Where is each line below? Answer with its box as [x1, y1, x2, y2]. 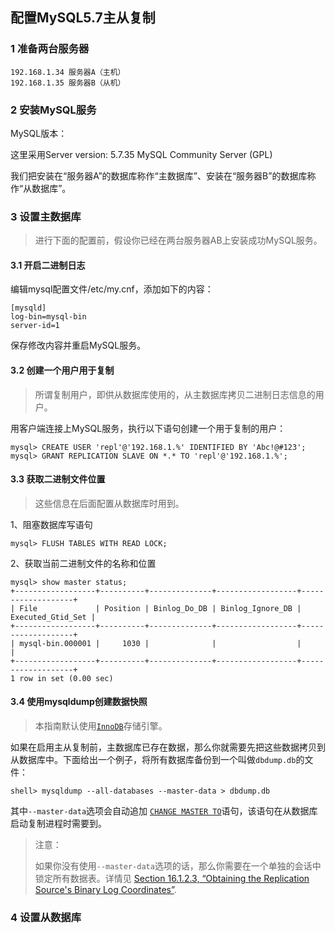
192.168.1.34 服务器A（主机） [10, 67, 126, 77]
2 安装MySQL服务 [10, 103, 97, 117]
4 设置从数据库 [10, 911, 82, 925]
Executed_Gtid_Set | [10, 612, 97, 622]
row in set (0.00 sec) [19, 673, 114, 683]
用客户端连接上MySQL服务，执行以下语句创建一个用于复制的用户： [10, 422, 287, 434]
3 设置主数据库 [10, 209, 82, 223]
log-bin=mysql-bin [10, 312, 87, 322]
